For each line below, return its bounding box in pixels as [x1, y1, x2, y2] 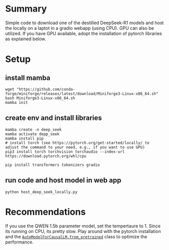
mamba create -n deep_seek [5, 127, 62, 132]
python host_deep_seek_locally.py [5, 190, 78, 195]
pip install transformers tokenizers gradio [5, 162, 100, 167]
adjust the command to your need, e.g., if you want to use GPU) [5, 145, 145, 150]
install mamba [5, 74, 51, 82]
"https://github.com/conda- [16, 87, 75, 92]
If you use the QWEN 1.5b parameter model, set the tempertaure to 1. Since [5, 223, 161, 229]
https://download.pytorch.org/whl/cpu [5, 153, 87, 159]
